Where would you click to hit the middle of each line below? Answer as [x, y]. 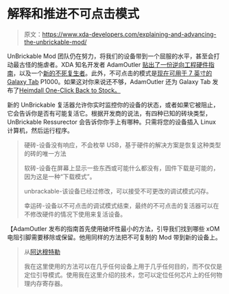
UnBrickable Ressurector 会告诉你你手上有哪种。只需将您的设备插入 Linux [111, 122]
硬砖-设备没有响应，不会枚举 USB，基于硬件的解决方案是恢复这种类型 [122, 145]
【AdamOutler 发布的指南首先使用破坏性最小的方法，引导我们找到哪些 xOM [113, 228]
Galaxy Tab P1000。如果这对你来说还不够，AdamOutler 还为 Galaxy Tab [109, 81]
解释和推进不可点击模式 [73, 14]
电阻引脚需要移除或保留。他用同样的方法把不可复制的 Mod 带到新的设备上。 [114, 237]
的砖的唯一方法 [45, 153]
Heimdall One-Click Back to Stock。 [70, 90]
